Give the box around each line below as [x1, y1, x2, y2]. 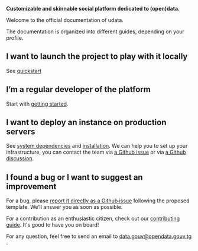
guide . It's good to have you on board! [6, 221, 99, 228]
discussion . [6, 155, 34, 162]
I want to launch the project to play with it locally [6, 52, 188, 62]
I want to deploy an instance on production [6, 117, 167, 128]
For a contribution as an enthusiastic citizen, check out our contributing [6, 215, 180, 222]
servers [6, 127, 35, 137]
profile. [6, 34, 24, 41]
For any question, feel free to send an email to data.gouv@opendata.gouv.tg [6, 233, 192, 240]
